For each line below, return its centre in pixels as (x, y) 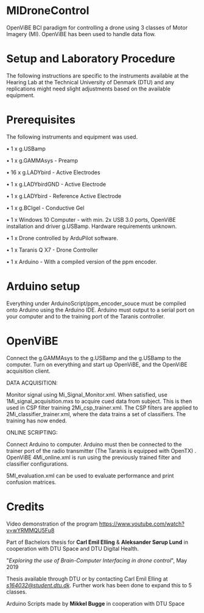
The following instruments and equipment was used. (72, 137)
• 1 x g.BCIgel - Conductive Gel (45, 208)
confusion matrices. (31, 482)
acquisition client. (28, 371)
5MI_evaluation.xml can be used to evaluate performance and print (90, 475)
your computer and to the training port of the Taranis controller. (86, 316)
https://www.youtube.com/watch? (142, 524)
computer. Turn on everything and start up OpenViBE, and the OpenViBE (97, 364)
